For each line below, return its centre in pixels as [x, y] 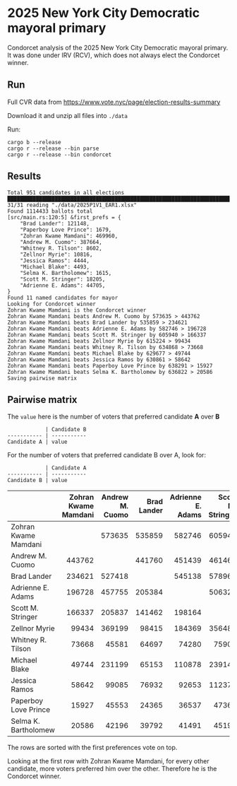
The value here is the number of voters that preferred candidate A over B [114, 417]
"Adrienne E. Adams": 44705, [63, 285]
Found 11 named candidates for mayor [63, 298]
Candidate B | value [38, 481]
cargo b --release [34, 142]
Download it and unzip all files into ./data [68, 115]
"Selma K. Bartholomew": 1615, [66, 273]
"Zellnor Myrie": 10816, [56, 254]
